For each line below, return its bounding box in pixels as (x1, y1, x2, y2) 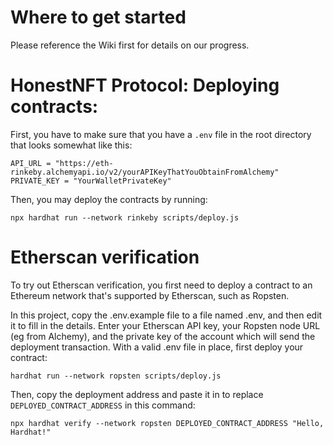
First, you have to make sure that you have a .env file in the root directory (10, 128, 312, 140)
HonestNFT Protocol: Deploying (10, 74, 280, 97)
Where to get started (10, 6, 187, 29)
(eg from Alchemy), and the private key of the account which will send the (10, 330, 316, 342)
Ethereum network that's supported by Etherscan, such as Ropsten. (10, 289, 290, 301)
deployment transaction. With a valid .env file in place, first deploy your (10, 341, 304, 353)
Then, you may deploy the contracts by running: (10, 193, 208, 205)
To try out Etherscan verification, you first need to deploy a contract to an (10, 279, 313, 291)
